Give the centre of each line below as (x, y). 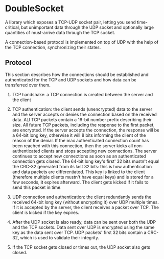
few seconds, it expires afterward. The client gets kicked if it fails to (80, 182)
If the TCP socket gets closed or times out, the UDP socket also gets (81, 247)
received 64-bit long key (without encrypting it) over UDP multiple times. (85, 202)
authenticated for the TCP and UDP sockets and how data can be (71, 79)
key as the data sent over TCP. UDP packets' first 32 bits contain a (79, 232)
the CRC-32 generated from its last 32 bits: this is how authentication (82, 166)
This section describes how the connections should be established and (77, 75)
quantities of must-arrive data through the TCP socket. (60, 32)
